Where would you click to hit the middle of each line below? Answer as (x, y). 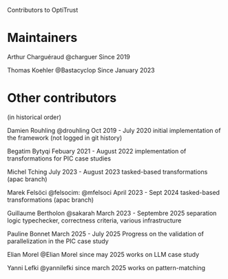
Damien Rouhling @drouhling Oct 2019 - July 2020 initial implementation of (114, 130)
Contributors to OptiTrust (43, 10)
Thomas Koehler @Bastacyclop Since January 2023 (81, 70)
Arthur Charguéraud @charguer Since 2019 (69, 56)
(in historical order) (34, 117)
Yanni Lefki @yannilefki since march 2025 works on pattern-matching (106, 267)
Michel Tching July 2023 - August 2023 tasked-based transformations (107, 172)
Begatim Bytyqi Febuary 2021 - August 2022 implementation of (97, 151)
